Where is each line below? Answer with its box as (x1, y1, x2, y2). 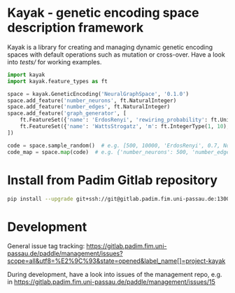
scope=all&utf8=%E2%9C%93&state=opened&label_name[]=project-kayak (7, 257, 226, 265)
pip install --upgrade (7, 195, 73, 202)
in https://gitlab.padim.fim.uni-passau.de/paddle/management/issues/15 (7, 278, 215, 286)
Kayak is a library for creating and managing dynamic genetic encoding (7, 43, 213, 51)
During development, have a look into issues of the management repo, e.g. (7, 271, 222, 279)
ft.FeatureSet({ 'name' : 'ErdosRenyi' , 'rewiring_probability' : (20, 117, 208, 124)
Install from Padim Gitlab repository (7, 172, 218, 188)
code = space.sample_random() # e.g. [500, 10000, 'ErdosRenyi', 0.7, (7, 142, 220, 149)
